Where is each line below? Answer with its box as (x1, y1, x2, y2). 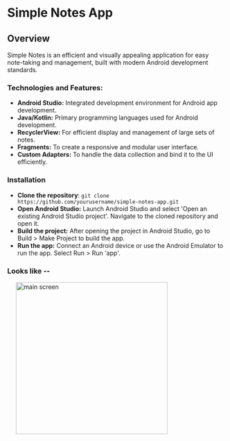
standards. (7, 66, 38, 74)
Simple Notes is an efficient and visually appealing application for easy (7, 51, 209, 59)
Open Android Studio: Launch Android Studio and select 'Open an (17, 204, 208, 213)
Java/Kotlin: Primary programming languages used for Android (17, 113, 199, 122)
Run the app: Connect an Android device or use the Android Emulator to (17, 241, 224, 249)
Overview (7, 33, 51, 44)
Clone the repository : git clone (17, 191, 109, 199)
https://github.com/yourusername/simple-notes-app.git (17, 198, 179, 206)
